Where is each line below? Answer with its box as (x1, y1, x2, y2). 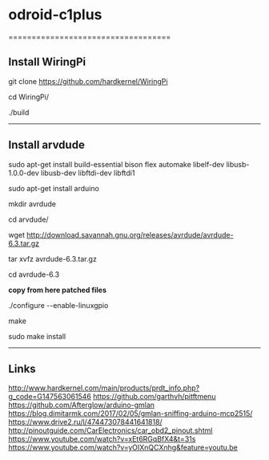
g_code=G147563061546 (8, 392, 92, 402)
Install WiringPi (8, 55, 86, 69)
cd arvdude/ (8, 214, 50, 224)
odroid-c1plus (8, 6, 102, 24)
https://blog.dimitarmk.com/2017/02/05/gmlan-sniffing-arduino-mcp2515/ (8, 409, 253, 418)
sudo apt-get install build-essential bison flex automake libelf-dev (8, 159, 225, 169)
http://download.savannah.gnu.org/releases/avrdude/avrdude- (26, 230, 234, 239)
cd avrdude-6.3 (8, 270, 60, 279)
